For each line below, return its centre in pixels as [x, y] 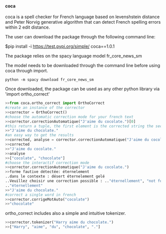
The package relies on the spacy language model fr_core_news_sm [74, 56]
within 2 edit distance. [28, 27]
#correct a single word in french [41, 195]
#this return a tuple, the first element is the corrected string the [79, 126]
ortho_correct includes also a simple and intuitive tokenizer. [65, 213]
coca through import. [27, 71]
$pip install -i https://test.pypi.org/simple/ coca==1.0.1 [60, 46]
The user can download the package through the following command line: [80, 37]
